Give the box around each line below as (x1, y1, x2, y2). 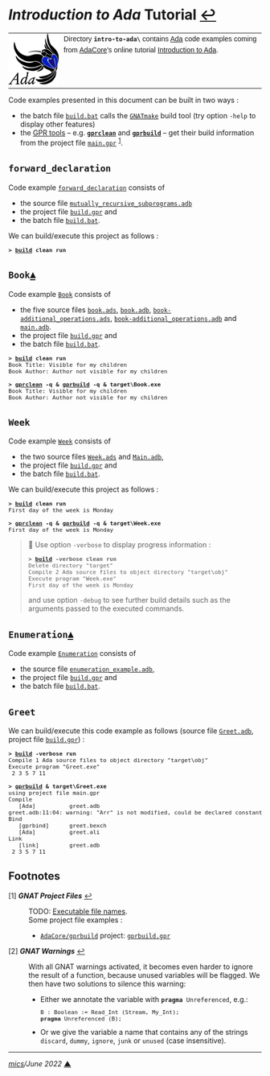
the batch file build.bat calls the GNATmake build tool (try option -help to (19, 111, 256, 121)
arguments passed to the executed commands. (27, 604, 185, 613)
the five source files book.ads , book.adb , (19, 304, 152, 315)
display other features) (19, 119, 96, 130)
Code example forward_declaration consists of (8, 183, 166, 192)
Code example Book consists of (8, 289, 111, 299)
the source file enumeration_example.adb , (19, 664, 155, 674)
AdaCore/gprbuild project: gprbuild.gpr (39, 930, 171, 940)
